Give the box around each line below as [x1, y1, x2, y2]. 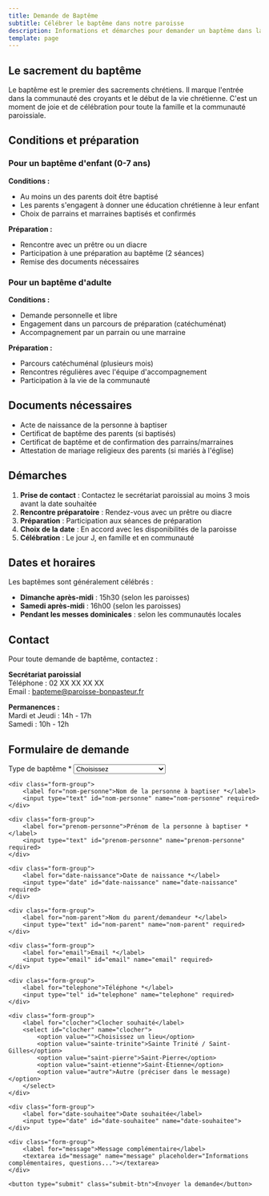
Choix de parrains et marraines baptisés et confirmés [19, 208, 196, 218]
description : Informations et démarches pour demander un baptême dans [8, 26, 252, 34]
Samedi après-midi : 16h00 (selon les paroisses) [19, 601, 182, 611]
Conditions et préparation [8, 134, 139, 147]
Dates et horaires [8, 556, 96, 570]
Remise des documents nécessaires [19, 257, 139, 266]
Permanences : [8, 702, 60, 712]
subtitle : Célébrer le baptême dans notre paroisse [8, 19, 184, 27]
